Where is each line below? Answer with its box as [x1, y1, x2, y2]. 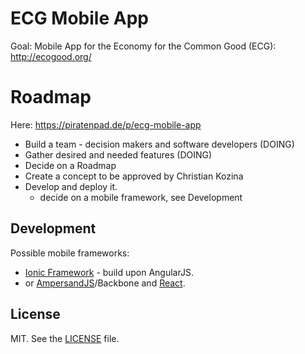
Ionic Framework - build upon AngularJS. [24, 266, 194, 278]
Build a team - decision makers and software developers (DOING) [24, 138, 295, 150]
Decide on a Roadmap [24, 159, 117, 171]
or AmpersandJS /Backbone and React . [24, 277, 186, 289]
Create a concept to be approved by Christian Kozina [24, 170, 244, 182]
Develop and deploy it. [24, 180, 118, 192]
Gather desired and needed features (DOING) [24, 148, 213, 161]
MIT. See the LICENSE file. [10, 332, 120, 344]
